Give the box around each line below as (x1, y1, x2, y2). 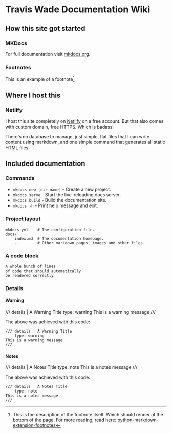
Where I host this (5, 91, 61, 100)
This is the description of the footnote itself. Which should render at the (12, 411, 164, 418)
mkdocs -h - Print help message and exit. (12, 202, 98, 209)
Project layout (5, 215, 41, 222)
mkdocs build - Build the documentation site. (12, 197, 107, 203)
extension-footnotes (12, 422, 56, 428)
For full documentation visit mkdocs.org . (5, 51, 91, 57)
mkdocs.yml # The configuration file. (5, 227, 95, 232)
